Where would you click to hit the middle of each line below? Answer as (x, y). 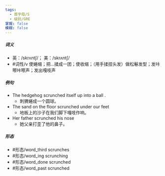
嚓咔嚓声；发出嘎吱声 (34, 70)
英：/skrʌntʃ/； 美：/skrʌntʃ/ (41, 58)
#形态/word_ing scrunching (40, 156)
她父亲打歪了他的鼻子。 (43, 124)
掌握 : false (16, 23)
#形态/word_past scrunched (41, 168)
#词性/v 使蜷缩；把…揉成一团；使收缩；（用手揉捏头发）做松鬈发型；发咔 (86, 64)
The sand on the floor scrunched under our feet (61, 107)
